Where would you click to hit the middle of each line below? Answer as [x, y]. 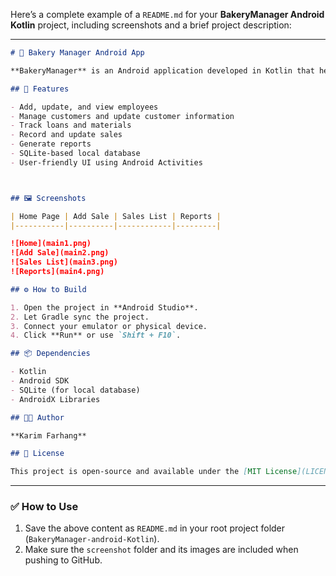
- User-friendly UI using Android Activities [106, 162]
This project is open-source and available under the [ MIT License [154, 472]
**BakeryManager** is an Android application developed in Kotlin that [162, 70]
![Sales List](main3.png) [64, 262]
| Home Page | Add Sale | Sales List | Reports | [116, 216]
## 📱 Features [40, 89]
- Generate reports [51, 144]
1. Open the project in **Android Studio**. [104, 307]
